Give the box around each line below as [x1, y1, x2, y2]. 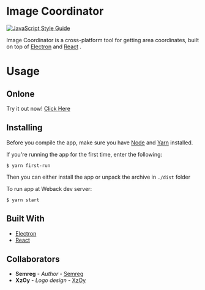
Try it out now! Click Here [6, 105, 70, 112]
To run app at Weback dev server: [6, 185, 92, 192]
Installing [6, 122, 43, 133]
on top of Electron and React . [6, 43, 81, 50]
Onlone [6, 89, 35, 99]
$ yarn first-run [6, 162, 51, 169]
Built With [6, 214, 45, 224]
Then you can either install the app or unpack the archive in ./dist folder [6, 173, 191, 180]
